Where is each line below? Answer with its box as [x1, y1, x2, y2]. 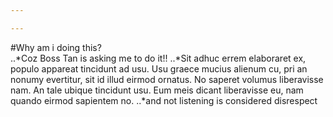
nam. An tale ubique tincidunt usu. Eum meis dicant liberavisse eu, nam [10, 84, 304, 96]
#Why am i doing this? [10, 41, 102, 53]
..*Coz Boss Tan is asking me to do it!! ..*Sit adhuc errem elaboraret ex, [10, 52, 307, 64]
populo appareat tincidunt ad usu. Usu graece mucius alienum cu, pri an [10, 62, 308, 75]
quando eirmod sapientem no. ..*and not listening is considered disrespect [10, 94, 318, 106]
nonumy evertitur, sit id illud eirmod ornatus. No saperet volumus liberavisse [10, 73, 324, 85]
